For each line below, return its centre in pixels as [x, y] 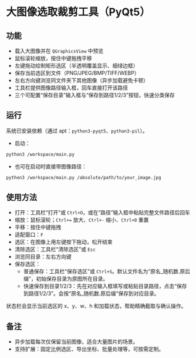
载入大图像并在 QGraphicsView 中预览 [59, 51]
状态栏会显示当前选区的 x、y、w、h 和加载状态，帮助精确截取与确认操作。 [96, 306]
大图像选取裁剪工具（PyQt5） [78, 12]
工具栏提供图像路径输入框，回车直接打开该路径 [71, 88]
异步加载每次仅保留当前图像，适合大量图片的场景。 [76, 342]
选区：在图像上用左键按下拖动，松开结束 [63, 242]
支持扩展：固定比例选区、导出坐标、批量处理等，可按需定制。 [89, 349]
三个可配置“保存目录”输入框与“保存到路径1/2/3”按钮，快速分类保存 [94, 95]
